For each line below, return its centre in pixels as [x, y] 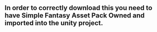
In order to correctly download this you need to [78, 8]
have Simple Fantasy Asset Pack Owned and [75, 16]
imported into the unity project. [54, 23]
